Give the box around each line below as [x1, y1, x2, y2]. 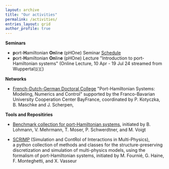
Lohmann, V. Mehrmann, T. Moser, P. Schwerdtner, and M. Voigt [12, 127, 146, 133]
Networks [5, 76, 27, 82]
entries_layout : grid [5, 21, 51, 27]
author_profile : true [5, 26, 51, 31]
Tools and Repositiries [5, 111, 53, 118]
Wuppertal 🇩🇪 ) [12, 66, 44, 72]
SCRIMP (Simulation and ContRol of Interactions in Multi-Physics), [12, 137, 150, 143]
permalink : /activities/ [5, 17, 58, 22]
